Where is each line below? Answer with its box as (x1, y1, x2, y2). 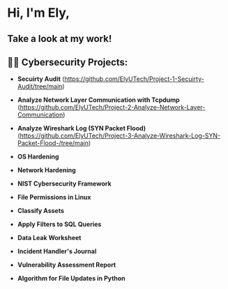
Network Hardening (17, 166, 77, 175)
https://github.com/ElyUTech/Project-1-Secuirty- (64, 75, 204, 83)
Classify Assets (17, 207, 65, 215)
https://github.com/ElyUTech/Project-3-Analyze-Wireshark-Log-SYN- (20, 131, 221, 140)
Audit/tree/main (17, 82, 63, 91)
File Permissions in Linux (17, 193, 91, 202)
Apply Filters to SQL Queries (17, 220, 102, 228)
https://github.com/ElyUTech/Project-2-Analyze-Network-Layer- (20, 103, 206, 112)
